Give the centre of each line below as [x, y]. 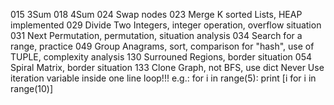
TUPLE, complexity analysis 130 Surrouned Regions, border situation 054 [161, 57]
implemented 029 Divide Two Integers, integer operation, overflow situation [166, 25]
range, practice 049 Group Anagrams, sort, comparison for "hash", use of [162, 46]
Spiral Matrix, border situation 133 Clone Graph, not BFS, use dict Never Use [167, 67]
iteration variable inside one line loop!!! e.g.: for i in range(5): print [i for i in [163, 78]
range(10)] [31, 88]
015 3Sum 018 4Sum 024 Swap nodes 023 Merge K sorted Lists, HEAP [156, 14]
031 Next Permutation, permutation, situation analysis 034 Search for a [156, 35]
